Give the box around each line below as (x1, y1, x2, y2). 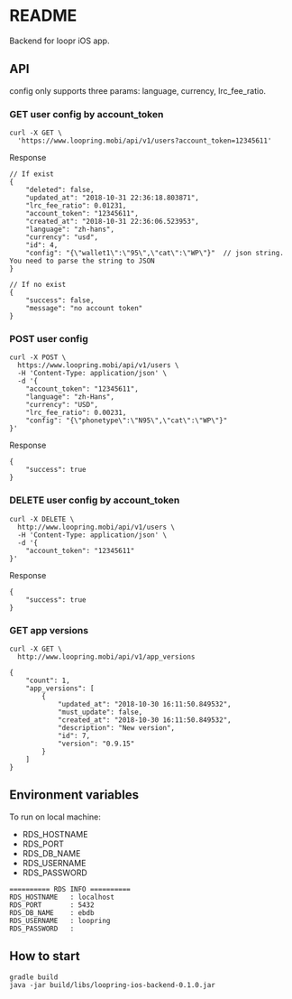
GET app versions (9, 624, 88, 636)
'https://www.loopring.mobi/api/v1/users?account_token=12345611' (17, 136, 272, 145)
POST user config (9, 332, 88, 345)
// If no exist (9, 281, 67, 290)
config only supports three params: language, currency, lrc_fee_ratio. (9, 85, 267, 96)
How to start (9, 948, 80, 964)
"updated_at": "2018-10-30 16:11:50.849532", (57, 699, 232, 708)
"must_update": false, (57, 708, 143, 717)
